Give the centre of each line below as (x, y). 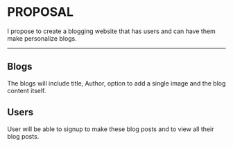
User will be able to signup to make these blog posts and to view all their (111, 129)
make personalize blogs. (42, 38)
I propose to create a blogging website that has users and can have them (112, 31)
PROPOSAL (41, 12)
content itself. (27, 90)
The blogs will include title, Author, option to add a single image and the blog (116, 83)
